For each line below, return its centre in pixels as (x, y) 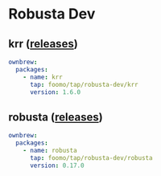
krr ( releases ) (43, 44)
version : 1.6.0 (55, 92)
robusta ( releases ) (56, 117)
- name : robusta (50, 150)
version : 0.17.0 (57, 166)
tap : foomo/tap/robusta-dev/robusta (91, 158)
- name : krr (43, 77)
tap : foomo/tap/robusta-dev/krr (84, 84)
